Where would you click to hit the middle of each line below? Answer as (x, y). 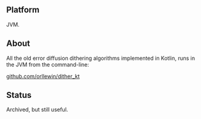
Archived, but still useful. (37, 110)
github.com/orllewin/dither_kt (43, 76)
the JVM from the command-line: (48, 64)
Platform (23, 10)
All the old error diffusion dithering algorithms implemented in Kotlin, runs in (101, 58)
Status (19, 95)
